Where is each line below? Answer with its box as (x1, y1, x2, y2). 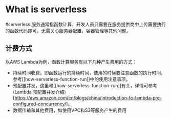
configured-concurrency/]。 (12, 101, 73, 107)
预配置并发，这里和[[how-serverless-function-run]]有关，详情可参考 (12, 82, 158, 88)
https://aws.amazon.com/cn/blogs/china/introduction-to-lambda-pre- (14, 94, 162, 101)
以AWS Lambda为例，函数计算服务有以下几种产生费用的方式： (5, 58, 137, 65)
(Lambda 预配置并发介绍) (12, 89, 66, 95)
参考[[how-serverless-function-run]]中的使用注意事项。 (12, 76, 131, 82)
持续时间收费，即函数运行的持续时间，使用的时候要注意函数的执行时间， (12, 69, 165, 75)
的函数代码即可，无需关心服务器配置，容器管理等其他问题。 (5, 27, 131, 34)
